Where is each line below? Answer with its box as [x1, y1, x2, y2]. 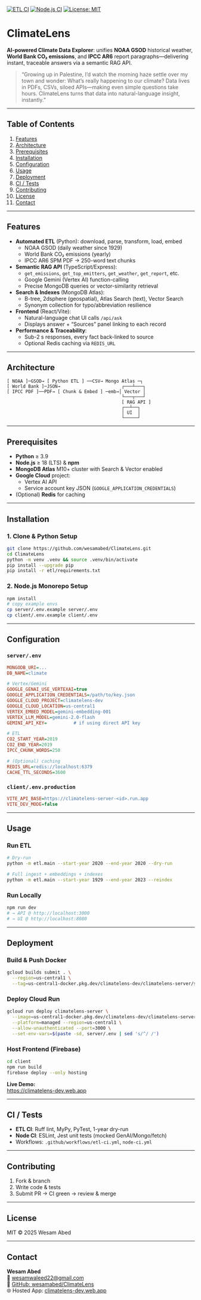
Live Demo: [7, 1080, 35, 1087]
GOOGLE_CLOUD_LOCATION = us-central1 [7, 703, 95, 709]
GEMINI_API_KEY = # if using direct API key [7, 719, 141, 726]
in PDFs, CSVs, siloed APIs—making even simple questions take [21, 83, 179, 90]
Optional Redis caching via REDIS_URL [24, 339, 116, 347]
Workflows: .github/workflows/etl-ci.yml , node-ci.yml [15, 1138, 153, 1145]
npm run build [7, 1064, 42, 1070]
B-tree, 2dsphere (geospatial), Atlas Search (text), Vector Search [24, 295, 184, 302]
